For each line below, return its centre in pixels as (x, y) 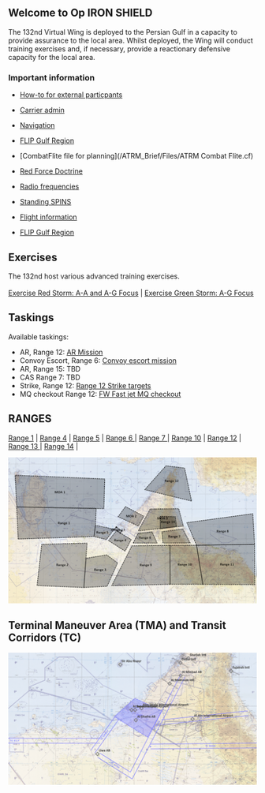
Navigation (37, 125)
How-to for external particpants (71, 95)
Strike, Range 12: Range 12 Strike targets (85, 385)
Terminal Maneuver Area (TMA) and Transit (117, 625)
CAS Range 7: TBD (50, 377)
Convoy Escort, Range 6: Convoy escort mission (98, 360)
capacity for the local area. (52, 57)
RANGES (30, 419)
